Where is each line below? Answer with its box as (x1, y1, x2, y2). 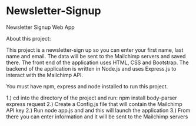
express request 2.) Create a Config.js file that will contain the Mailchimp (6, 100, 182, 107)
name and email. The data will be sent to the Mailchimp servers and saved (6, 52, 186, 59)
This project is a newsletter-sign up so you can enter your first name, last (6, 46, 184, 54)
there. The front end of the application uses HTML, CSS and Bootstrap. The (6, 59, 190, 66)
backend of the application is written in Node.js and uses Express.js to (6, 65, 177, 72)
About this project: (6, 35, 51, 42)
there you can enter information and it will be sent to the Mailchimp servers (6, 113, 188, 120)
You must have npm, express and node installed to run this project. (6, 82, 168, 89)
